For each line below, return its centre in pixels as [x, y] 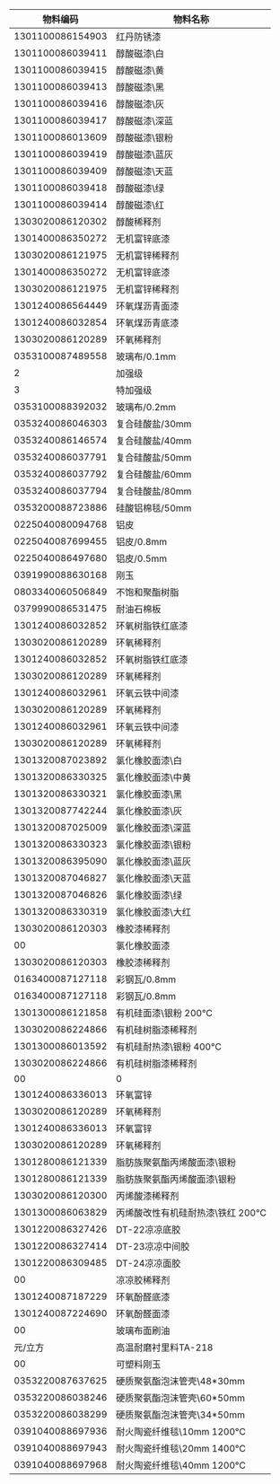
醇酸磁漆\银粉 [144, 138]
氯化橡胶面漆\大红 [153, 912]
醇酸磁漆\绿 [140, 188]
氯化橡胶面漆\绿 [149, 895]
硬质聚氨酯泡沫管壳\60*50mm [180, 1398]
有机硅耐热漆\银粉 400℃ [169, 1047]
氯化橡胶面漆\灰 [149, 811]
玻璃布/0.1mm [146, 356]
